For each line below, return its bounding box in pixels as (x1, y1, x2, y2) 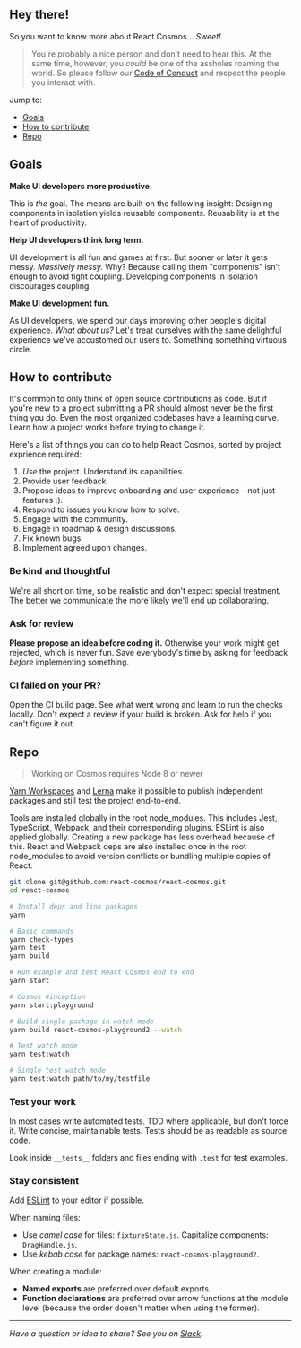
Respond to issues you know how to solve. (21, 504, 180, 515)
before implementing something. (9, 657, 130, 667)
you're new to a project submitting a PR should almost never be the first (9, 403, 274, 413)
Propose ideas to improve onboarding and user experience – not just (21, 485, 276, 496)
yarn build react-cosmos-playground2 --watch (9, 1025, 182, 1034)
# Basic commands (9, 926, 74, 935)
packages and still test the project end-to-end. (9, 796, 182, 806)
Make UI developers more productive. (9, 180, 152, 191)
